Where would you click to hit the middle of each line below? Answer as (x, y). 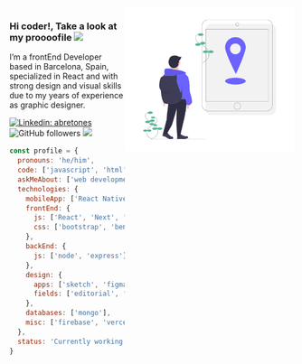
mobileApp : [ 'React (62, 199)
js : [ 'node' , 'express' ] (80, 256)
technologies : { (48, 189)
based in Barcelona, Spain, (59, 67)
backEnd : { (46, 247)
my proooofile (41, 37)
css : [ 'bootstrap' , (70, 228)
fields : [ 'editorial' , (76, 294)
